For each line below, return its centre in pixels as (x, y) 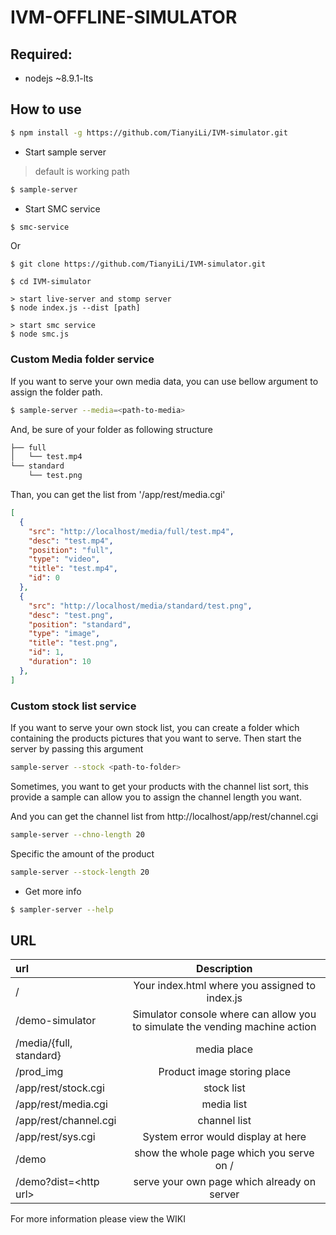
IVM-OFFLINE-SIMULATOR (124, 17)
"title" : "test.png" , (73, 643)
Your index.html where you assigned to (225, 986)
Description (224, 969)
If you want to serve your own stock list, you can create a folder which (155, 728)
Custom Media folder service (82, 359)
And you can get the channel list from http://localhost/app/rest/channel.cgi (164, 816)
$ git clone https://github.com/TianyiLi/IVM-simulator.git (138, 264)
